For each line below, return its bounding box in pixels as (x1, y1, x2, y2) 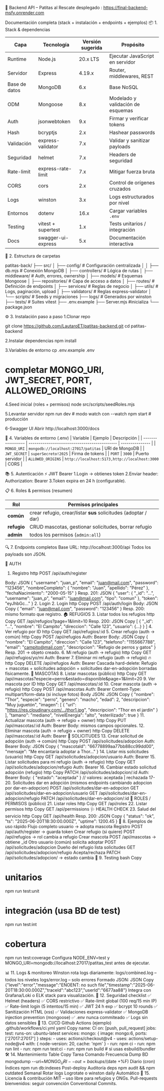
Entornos (7, 210, 28, 216)
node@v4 (5, 1041, 25, 1046)
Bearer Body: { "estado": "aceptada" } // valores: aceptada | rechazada (5, 774, 148, 780)
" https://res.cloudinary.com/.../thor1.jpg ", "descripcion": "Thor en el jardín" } (5, 707, 158, 713)
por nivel (109, 200, 129, 206)
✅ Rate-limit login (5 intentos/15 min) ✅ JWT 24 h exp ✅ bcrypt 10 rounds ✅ (5, 1003, 158, 1009)
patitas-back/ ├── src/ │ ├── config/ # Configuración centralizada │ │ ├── (5, 262, 159, 268)
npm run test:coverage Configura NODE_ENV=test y (5, 954, 110, 960)
